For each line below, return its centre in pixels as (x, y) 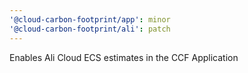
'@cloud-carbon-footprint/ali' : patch (90, 29)
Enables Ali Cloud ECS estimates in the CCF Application (124, 57)
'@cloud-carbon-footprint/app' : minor (90, 19)
